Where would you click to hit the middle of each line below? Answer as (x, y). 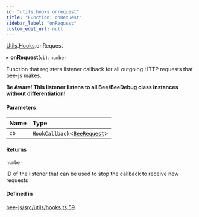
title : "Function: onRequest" (44, 17)
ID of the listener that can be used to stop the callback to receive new (93, 174)
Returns (17, 150)
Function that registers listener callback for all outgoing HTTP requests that (99, 69)
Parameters (21, 107)
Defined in (20, 194)
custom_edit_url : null (35, 29)
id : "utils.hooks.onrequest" (43, 12)
